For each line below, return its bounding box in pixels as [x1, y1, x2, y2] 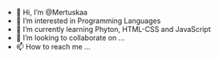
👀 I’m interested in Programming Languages [15, 16, 161, 26]
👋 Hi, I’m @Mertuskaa [15, 8, 88, 17]
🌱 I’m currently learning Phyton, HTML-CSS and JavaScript [15, 25, 211, 33]
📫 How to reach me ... [15, 42, 91, 51]
